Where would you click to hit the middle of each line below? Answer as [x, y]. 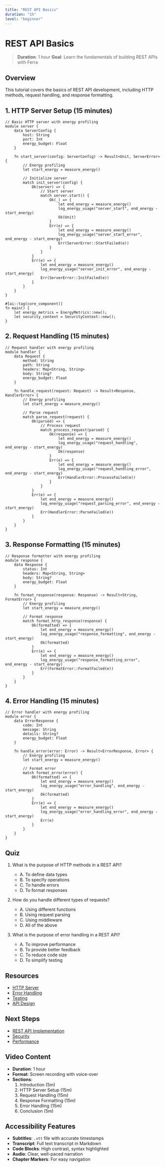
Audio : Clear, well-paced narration [47, 1154]
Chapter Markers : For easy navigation [51, 1159]
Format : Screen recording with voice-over [55, 1074]
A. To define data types [43, 875]
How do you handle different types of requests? [61, 900]
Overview [21, 78]
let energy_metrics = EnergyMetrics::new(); [61, 312]
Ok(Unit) [67, 217]
